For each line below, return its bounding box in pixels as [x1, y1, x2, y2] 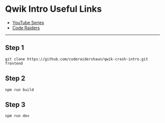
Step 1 [5, 44, 25, 52]
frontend [5, 61, 23, 66]
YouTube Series [12, 20, 44, 25]
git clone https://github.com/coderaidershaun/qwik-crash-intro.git [5, 56, 148, 62]
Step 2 [5, 74, 26, 83]
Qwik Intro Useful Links [5, 3, 102, 15]
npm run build [5, 87, 34, 92]
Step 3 [5, 100, 26, 109]
